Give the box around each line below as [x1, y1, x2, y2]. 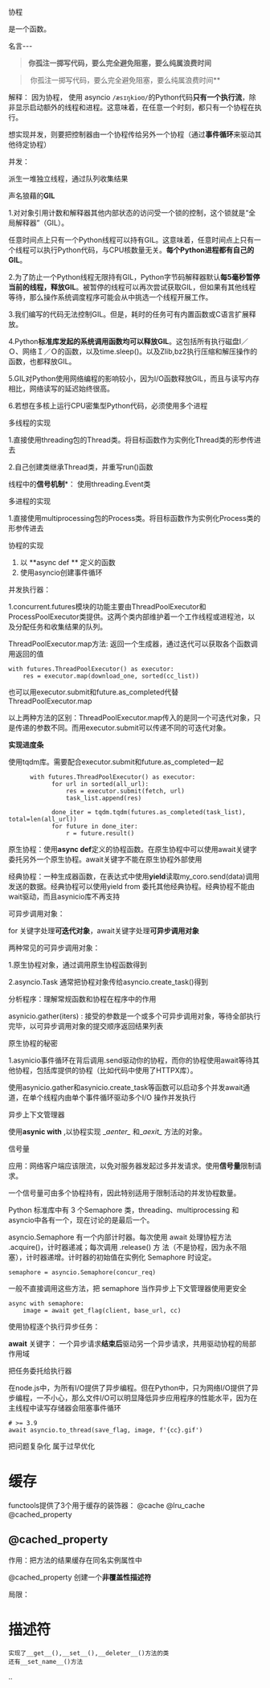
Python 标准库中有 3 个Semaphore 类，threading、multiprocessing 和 [8, 1205, 239, 1215]
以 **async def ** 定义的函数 [19, 558, 116, 567]
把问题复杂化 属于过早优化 [8, 1441, 95, 1451]
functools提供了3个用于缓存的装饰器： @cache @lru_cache [8, 1500, 206, 1510]
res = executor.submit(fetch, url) [65, 787, 185, 795]
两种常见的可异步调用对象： [8, 943, 100, 953]
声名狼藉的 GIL [8, 191, 55, 200]
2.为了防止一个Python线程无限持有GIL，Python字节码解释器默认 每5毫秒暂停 [8, 272, 260, 281]
